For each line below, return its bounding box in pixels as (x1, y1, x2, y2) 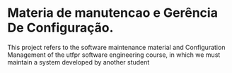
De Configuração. (7, 20, 114, 36)
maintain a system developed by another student (7, 58, 150, 66)
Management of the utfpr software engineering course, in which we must (7, 51, 221, 59)
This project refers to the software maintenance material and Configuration (7, 43, 226, 51)
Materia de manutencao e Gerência (7, 5, 218, 21)
